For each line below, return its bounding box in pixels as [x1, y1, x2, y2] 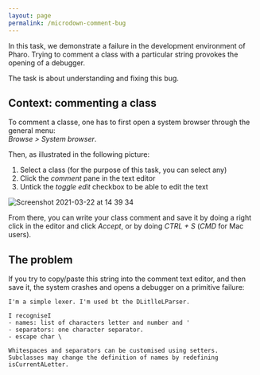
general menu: [8, 126, 56, 135]
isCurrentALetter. [8, 361, 69, 369]
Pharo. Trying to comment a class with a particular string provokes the [8, 49, 239, 59]
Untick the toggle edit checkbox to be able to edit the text [19, 182, 208, 192]
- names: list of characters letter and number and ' [8, 319, 191, 327]
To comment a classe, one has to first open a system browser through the [8, 117, 250, 127]
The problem [8, 252, 73, 267]
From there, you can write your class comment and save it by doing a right [8, 213, 252, 223]
